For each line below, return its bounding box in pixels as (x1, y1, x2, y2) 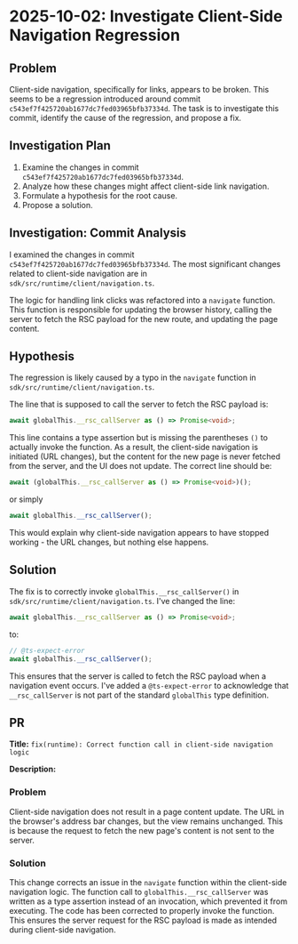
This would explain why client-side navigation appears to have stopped (9, 528, 269, 538)
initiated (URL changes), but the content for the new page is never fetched (9, 451, 281, 462)
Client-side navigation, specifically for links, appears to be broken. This (9, 85, 270, 94)
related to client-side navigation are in (9, 268, 148, 278)
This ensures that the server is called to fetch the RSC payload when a (9, 670, 267, 682)
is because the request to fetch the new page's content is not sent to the (9, 825, 275, 835)
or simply (9, 494, 43, 504)
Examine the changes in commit (21, 162, 139, 173)
